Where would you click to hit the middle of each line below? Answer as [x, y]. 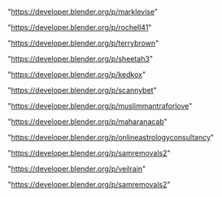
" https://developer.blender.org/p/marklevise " [83, 12]
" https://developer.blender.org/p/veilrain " [77, 169]
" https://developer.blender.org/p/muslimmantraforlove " [100, 106]
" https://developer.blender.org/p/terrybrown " [83, 43]
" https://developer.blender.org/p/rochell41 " [80, 27]
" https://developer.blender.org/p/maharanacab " [87, 122]
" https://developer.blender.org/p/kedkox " [77, 75]
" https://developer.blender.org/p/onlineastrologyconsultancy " [111, 137]
